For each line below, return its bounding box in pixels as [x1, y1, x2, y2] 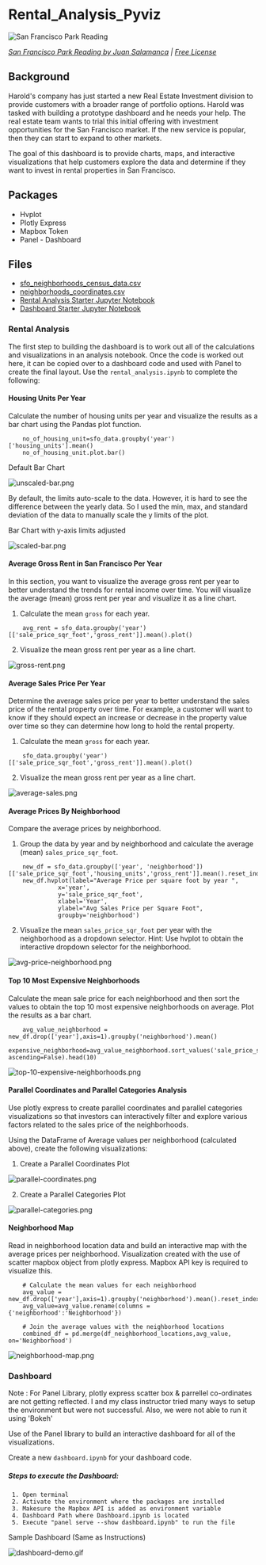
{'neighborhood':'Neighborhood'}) [8, 1309, 123, 1317]
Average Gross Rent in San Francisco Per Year [8, 559, 162, 568]
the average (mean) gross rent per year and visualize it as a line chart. [8, 594, 237, 603]
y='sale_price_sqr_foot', [58, 891, 144, 899]
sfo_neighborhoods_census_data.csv [19, 279, 141, 288]
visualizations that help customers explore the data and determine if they [8, 157, 246, 166]
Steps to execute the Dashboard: [8, 1471, 119, 1480]
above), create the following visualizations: [8, 1143, 148, 1153]
